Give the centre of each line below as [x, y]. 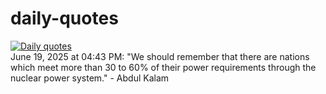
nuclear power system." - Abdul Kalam [90, 78]
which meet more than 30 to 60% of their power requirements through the [163, 67]
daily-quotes [64, 18]
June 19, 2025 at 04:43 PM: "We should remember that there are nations [160, 56]
